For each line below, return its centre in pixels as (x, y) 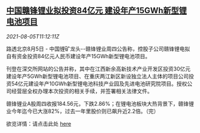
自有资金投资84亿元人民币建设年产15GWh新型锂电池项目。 (79, 56)
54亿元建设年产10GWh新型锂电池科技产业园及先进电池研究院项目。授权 (99, 83)
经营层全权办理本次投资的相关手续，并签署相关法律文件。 (82, 91)
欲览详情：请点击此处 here (39, 123)
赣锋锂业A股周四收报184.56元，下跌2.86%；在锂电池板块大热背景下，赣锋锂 (100, 103)
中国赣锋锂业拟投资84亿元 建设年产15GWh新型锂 (96, 11)
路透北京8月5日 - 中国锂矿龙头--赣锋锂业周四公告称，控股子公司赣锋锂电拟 (98, 49)
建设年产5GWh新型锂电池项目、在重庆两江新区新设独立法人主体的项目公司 (98, 76)
